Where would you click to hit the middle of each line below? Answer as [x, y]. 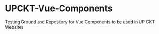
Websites [14, 27]
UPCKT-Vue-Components [59, 8]
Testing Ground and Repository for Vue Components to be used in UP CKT [80, 22]
